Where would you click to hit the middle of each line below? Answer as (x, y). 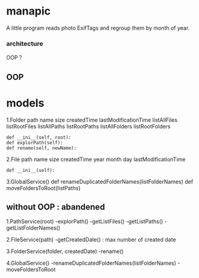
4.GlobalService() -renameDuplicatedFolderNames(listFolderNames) (91, 263)
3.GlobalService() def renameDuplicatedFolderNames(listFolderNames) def (100, 181)
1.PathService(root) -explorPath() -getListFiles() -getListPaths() (85, 222)
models (25, 103)
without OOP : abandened (56, 207)
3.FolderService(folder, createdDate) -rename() (65, 251)
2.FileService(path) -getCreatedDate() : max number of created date (91, 240)
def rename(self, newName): (42, 148)
